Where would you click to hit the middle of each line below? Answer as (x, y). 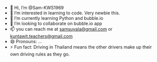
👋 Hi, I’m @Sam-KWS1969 (37, 8)
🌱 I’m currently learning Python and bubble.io (56, 18)
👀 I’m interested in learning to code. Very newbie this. (65, 13)
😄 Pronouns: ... (26, 41)
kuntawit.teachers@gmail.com (41, 36)
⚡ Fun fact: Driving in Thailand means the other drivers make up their (81, 47)
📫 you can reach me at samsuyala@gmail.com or (61, 29)
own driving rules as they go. (40, 54)
